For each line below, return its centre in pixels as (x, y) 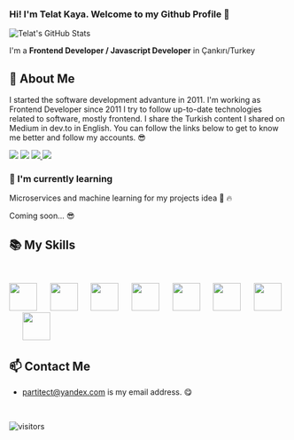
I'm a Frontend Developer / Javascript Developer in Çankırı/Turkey (132, 51)
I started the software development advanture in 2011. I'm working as (135, 100)
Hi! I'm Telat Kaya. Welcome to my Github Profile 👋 (120, 14)
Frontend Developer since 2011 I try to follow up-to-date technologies (136, 109)
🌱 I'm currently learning (61, 179)
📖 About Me (42, 79)
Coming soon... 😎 (42, 216)
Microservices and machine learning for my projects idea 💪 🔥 (121, 198)
